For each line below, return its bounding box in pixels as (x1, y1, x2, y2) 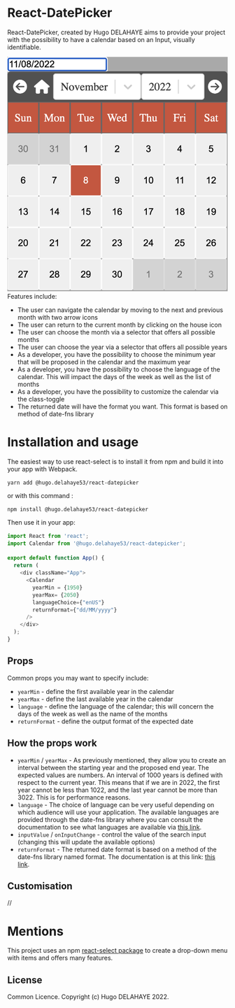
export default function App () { (7, 555, 105, 562)
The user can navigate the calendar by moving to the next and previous (17, 306, 224, 314)
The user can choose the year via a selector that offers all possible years (17, 343, 227, 351)
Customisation (7, 880, 73, 892)
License (7, 974, 43, 986)
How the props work (7, 737, 98, 749)
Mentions (7, 923, 64, 939)
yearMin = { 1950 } (32, 584, 83, 591)
